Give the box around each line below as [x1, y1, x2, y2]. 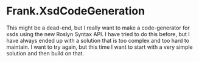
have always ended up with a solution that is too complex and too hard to [6, 37, 190, 44]
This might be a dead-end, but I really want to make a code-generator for [6, 24, 190, 31]
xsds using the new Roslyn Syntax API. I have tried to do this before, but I [6, 30, 190, 37]
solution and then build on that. [6, 49, 84, 57]
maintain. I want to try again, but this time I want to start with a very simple [6, 43, 193, 51]
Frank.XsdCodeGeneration [6, 4, 145, 18]
